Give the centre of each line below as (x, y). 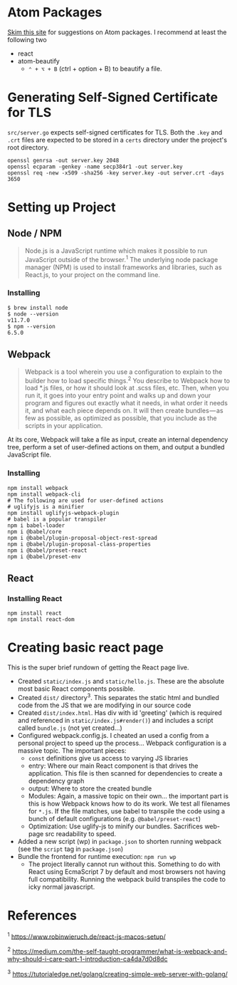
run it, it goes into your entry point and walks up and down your (118, 395)
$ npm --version (31, 326)
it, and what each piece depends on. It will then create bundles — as (124, 411)
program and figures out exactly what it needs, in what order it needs (126, 403)
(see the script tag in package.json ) (70, 849)
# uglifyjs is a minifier (46, 506)
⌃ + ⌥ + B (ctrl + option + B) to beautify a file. (95, 68)
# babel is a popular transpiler (57, 519)
